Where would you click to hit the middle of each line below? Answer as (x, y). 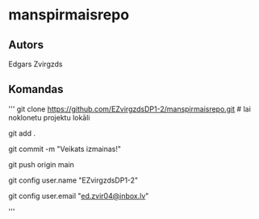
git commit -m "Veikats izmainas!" (65, 149)
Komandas (36, 89)
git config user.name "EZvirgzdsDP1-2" (73, 180)
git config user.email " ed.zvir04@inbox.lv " (79, 196)
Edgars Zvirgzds (36, 64)
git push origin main (42, 164)
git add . (22, 133)
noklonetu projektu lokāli (49, 117)
